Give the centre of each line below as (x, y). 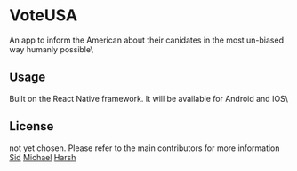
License (32, 126)
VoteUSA (44, 16)
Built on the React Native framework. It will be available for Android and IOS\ (149, 98)
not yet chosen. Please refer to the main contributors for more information (144, 148)
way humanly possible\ (51, 49)
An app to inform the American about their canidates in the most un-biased (147, 40)
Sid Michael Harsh (43, 157)
